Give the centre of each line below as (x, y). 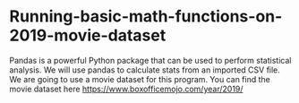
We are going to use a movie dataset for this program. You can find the (140, 79)
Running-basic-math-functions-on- (146, 17)
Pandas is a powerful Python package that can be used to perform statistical (150, 60)
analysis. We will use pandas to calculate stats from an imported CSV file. (145, 70)
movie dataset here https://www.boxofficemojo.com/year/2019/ (126, 89)
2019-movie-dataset (88, 35)
